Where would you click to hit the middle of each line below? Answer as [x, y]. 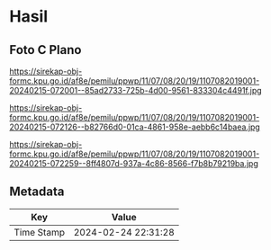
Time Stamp [40, 232]
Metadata [37, 192]
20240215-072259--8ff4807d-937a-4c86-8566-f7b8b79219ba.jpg [134, 163]
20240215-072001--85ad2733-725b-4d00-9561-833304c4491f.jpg [136, 90]
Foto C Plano [45, 50]
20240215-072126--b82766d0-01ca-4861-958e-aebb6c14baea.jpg [135, 127]
